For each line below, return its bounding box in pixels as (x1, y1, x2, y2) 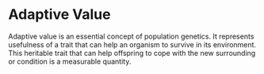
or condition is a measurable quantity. (8, 57, 132, 66)
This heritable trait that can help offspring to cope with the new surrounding (8, 48, 256, 57)
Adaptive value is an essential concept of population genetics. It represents (8, 31, 254, 41)
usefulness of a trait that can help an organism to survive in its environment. (8, 39, 256, 49)
